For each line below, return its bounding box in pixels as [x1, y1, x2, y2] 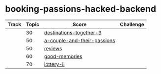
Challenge [120, 21, 145, 28]
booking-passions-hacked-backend [5, 3, 156, 15]
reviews [44, 45, 62, 52]
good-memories [44, 53, 82, 59]
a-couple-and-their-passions [44, 37, 115, 44]
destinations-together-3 [44, 29, 102, 36]
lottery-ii [44, 61, 65, 68]
